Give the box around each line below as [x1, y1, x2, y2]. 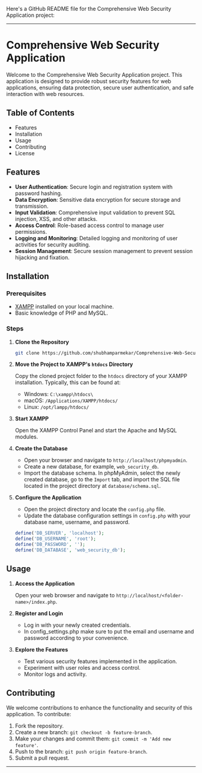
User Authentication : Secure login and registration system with [14, 183, 173, 190]
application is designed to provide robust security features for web [6, 77, 171, 85]
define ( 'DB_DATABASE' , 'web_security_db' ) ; [14, 547, 126, 553]
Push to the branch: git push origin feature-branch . [14, 748, 148, 755]
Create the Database [14, 445, 68, 452]
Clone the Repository [14, 338, 69, 345]
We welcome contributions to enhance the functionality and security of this [6, 704, 192, 711]
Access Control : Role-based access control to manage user [14, 222, 164, 229]
